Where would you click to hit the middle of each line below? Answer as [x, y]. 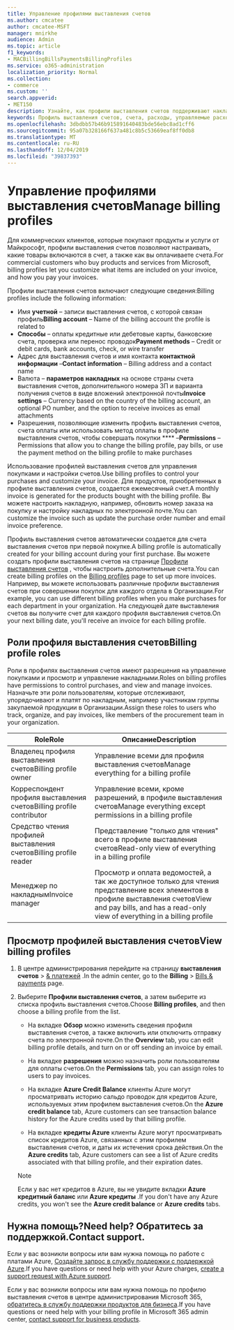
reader [22, 861]
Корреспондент [37, 788]
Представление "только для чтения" [156, 830]
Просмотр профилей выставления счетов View [115, 941]
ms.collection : [29, 79]
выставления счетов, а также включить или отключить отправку [124, 1033]
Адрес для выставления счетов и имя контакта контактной [106, 356]
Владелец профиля [43, 751]
